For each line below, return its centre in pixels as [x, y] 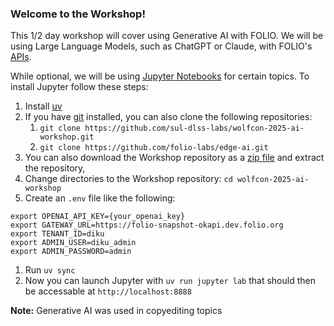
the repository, [55, 168]
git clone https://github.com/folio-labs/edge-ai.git [154, 148]
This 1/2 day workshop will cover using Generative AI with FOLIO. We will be [167, 36]
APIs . [21, 57]
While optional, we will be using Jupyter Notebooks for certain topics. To [160, 76]
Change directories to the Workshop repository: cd [128, 179]
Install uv [43, 106]
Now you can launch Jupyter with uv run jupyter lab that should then [170, 281]
